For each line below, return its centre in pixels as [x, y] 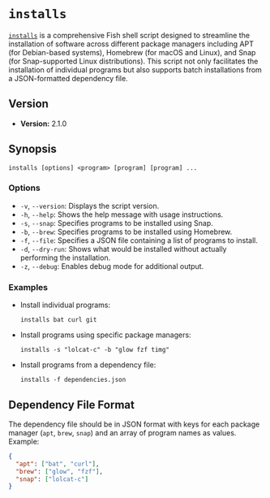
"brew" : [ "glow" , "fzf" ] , [60, 471]
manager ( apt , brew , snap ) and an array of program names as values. [122, 432]
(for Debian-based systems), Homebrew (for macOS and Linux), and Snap [132, 52]
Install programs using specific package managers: [106, 335]
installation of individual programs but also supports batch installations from [135, 69]
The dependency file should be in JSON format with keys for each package [134, 424]
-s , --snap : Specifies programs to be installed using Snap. [116, 223]
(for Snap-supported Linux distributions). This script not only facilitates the [133, 61]
